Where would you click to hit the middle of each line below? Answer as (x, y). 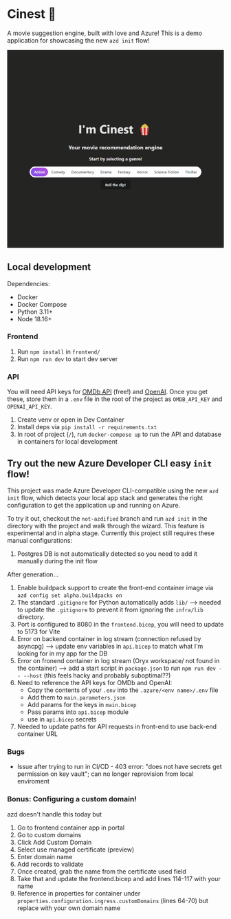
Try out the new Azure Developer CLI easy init (110, 463)
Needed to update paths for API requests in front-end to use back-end (117, 726)
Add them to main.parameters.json (76, 697)
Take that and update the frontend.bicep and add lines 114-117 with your (119, 878)
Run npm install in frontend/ (59, 352)
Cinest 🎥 (32, 14)
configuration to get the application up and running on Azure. (94, 505)
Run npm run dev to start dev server (67, 359)
